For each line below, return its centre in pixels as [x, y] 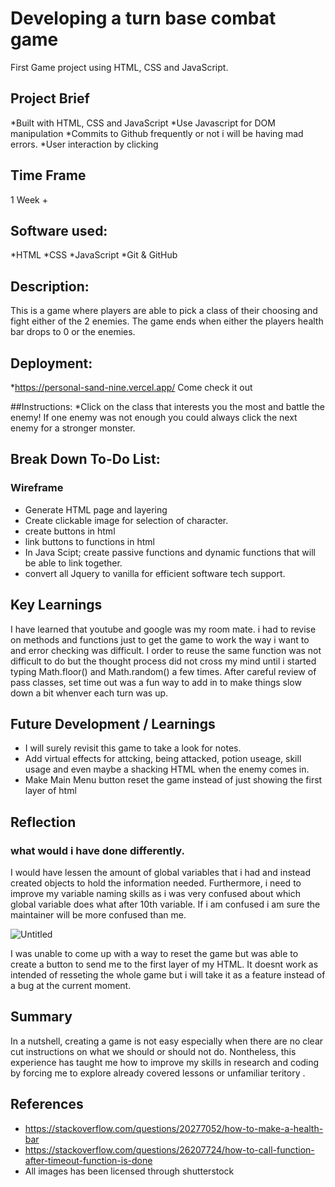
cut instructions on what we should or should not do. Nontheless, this [153, 1051]
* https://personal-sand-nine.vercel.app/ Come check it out [131, 387]
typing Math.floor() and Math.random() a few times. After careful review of [163, 671]
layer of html [50, 791]
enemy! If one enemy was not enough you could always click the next [154, 417]
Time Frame [48, 175]
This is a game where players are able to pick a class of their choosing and [164, 311]
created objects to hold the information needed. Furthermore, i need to [156, 883]
